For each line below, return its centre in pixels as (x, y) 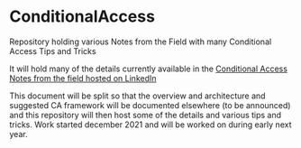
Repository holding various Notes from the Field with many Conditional (141, 42)
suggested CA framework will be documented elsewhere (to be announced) (150, 105)
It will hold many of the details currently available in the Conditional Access (149, 69)
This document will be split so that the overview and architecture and (137, 96)
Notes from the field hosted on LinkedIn (83, 78)
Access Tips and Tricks (53, 51)
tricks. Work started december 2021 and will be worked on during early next (150, 125)
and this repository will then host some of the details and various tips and (146, 115)
